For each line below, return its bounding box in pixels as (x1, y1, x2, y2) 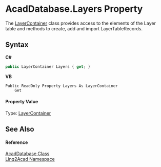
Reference (5, 139, 28, 145)
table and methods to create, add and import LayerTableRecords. (5, 25, 143, 31)
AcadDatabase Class (5, 151, 50, 157)
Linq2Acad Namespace (5, 156, 55, 162)
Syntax (5, 41, 29, 49)
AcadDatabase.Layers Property (5, 3, 143, 15)
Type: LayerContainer (5, 110, 51, 116)
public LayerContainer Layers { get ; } (5, 64, 91, 69)
